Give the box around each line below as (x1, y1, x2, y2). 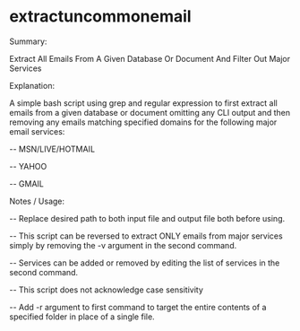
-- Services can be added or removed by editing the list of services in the (9, 257, 280, 268)
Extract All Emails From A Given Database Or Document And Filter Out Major (9, 53, 291, 64)
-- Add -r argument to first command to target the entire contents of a (9, 301, 267, 312)
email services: (9, 126, 65, 136)
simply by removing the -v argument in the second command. (9, 240, 237, 250)
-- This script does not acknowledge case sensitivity (9, 284, 204, 295)
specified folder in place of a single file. (9, 311, 155, 322)
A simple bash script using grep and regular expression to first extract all (9, 97, 278, 109)
